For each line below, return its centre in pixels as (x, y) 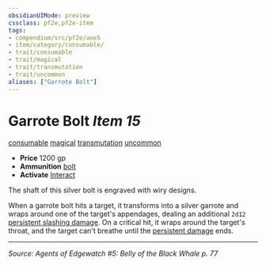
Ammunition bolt (48, 166)
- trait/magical (35, 60)
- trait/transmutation (46, 67)
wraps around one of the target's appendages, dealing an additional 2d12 (127, 214)
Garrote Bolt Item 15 (74, 121)
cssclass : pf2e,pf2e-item (51, 23)
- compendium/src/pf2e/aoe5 (55, 38)
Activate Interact (47, 175)
